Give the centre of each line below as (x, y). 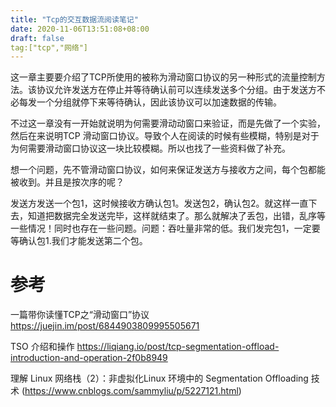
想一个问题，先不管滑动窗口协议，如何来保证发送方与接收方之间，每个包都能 (168, 170)
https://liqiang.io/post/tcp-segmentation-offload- (178, 347)
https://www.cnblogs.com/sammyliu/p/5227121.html (131, 391)
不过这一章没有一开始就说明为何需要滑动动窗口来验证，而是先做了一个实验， (168, 123)
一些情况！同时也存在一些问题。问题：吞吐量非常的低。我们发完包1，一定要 (165, 228)
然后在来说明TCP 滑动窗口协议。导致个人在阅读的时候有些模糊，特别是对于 (165, 136)
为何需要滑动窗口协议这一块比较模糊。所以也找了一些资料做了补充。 (150, 148)
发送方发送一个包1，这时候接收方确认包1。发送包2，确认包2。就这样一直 (159, 203)
